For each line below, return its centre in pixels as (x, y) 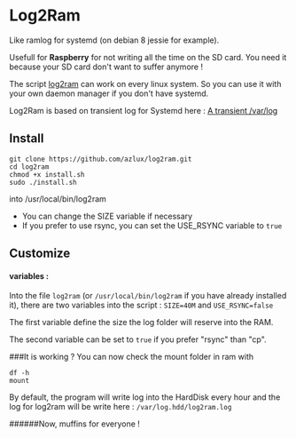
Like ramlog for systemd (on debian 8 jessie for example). (114, 40)
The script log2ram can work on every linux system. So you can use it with (145, 84)
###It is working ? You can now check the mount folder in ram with (132, 357)
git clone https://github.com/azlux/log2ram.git (101, 159)
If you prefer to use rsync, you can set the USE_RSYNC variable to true (152, 225)
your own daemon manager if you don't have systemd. (109, 93)
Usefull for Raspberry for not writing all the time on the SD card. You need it (148, 57)
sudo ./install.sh (43, 182)
